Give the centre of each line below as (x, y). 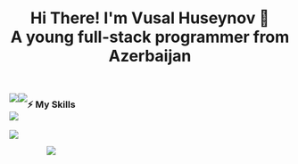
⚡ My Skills (51, 104)
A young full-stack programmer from (150, 37)
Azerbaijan (150, 56)
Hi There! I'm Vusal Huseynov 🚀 (150, 18)
